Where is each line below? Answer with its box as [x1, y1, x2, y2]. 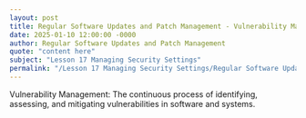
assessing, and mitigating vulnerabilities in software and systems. [9, 98, 256, 109]
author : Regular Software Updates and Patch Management [9, 38, 226, 48]
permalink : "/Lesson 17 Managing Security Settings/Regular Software [9, 64, 280, 74]
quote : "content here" [9, 47, 96, 56]
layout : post [9, 13, 59, 23]
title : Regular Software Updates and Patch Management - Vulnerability [9, 22, 287, 31]
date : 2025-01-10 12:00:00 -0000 [9, 30, 137, 39]
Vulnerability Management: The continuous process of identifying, [9, 88, 258, 100]
